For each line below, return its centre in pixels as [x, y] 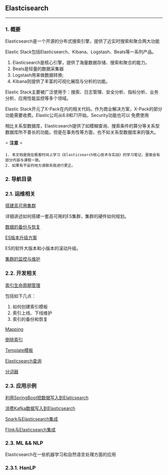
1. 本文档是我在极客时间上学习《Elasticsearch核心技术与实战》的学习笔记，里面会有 [83, 155]
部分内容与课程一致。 [24, 160]
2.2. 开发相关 [21, 273]
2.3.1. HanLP [20, 468]
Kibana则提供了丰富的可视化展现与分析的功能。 [61, 81]
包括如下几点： [20, 296]
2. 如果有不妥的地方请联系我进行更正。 [40, 166]
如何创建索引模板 [30, 306]
